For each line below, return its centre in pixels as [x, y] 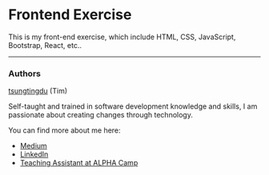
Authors [25, 74]
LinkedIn [34, 154]
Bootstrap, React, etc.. [45, 45]
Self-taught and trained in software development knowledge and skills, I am [133, 106]
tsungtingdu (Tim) [38, 91]
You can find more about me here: [65, 130]
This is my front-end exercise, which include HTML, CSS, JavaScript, [122, 37]
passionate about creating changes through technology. [101, 115]
